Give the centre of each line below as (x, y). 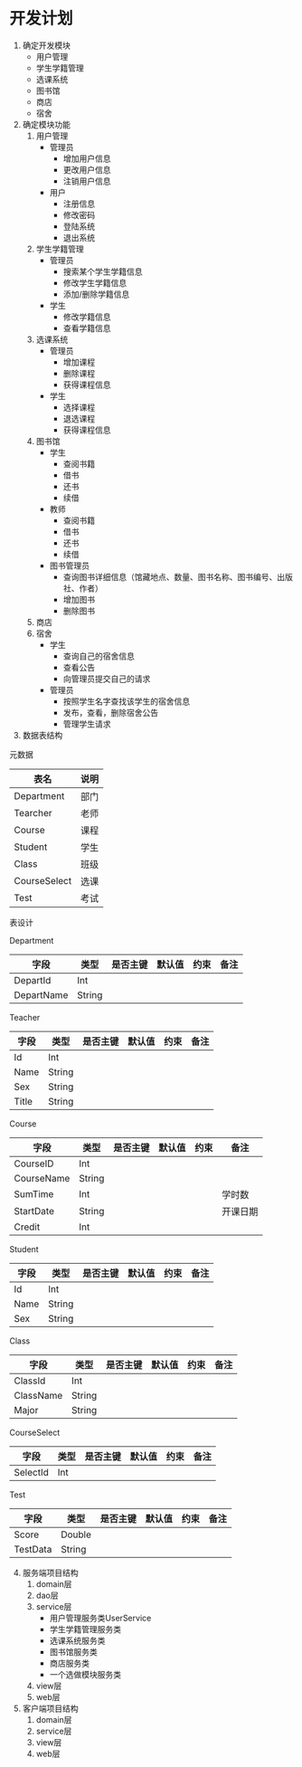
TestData (33, 1549)
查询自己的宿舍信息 (99, 656)
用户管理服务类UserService (100, 1618)
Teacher (25, 1017)
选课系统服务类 (77, 1640)
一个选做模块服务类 (85, 1674)
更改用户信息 (87, 169)
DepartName (41, 994)
